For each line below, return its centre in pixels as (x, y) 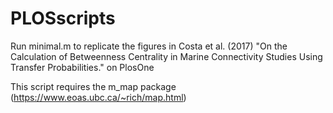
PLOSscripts (63, 18)
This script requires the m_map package (93, 86)
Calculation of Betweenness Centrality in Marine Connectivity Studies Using (166, 56)
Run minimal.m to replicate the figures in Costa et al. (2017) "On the (149, 46)
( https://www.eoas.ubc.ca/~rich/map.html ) (98, 97)
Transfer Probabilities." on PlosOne (82, 67)
